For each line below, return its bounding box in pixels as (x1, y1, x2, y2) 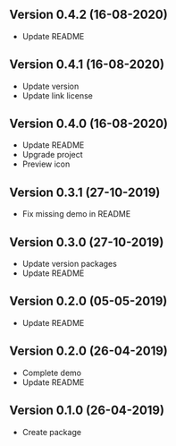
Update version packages (21, 259, 118, 270)
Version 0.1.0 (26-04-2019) (9, 403, 165, 418)
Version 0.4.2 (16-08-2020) (9, 7, 168, 22)
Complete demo (21, 367, 82, 378)
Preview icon (21, 159, 71, 169)
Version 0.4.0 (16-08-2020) (9, 116, 168, 132)
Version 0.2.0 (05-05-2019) (9, 294, 168, 309)
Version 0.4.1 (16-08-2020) (9, 57, 165, 73)
